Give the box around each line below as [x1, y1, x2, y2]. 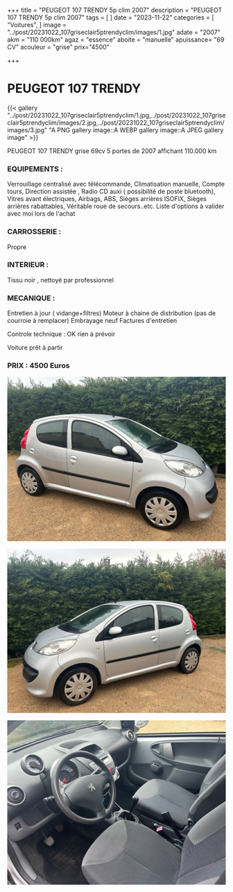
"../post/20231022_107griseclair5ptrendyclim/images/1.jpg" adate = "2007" [7, 28, 221, 36]
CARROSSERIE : [7, 227, 61, 237]
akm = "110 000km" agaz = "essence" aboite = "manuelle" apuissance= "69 [7, 35, 225, 44]
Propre [7, 243, 27, 251]
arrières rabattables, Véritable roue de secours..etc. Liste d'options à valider [7, 202, 225, 211]
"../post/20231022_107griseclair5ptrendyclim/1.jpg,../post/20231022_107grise [7, 111, 226, 119]
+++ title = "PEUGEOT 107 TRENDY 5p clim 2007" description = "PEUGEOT [7, 6, 223, 14]
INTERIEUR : [7, 260, 49, 270]
